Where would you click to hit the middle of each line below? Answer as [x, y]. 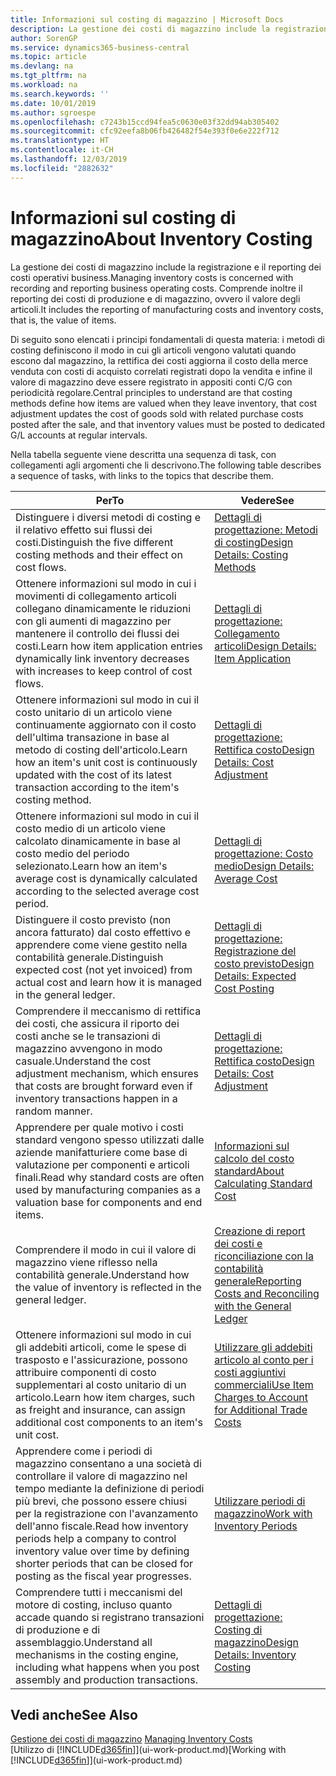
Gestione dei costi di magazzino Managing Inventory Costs [131, 1739]
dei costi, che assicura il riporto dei [97, 1023]
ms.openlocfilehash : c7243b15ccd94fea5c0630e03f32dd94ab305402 [145, 122]
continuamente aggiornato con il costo [106, 724]
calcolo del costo [254, 1158]
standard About [249, 1171]
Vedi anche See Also [74, 1714]
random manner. [54, 1111]
